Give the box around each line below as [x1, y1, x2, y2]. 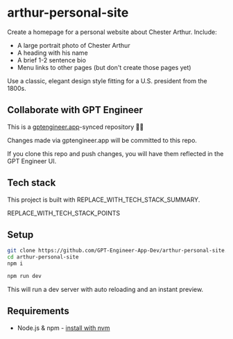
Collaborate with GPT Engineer [7, 104, 144, 116]
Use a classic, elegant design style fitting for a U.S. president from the [7, 76, 207, 85]
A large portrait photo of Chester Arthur [17, 41, 130, 49]
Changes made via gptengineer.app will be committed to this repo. [7, 136, 198, 144]
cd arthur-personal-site [7, 254, 79, 261]
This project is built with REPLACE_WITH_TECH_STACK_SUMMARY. [7, 195, 200, 204]
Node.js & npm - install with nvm [17, 324, 110, 332]
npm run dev [7, 272, 42, 279]
